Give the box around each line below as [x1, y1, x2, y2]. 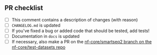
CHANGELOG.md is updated [11, 22, 60, 28]
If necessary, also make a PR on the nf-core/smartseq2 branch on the [11, 39, 152, 45]
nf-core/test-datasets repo [11, 44, 66, 50]
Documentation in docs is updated [11, 34, 80, 39]
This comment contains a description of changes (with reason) [11, 17, 138, 22]
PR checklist [4, 4, 43, 12]
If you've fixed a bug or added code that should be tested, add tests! [11, 28, 150, 34]
